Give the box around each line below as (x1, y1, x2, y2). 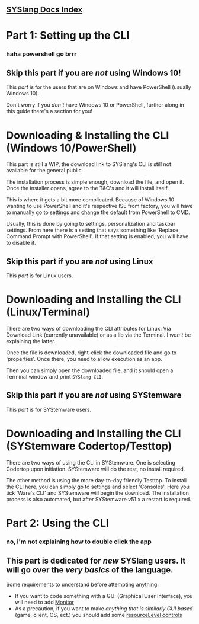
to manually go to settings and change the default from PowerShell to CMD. (6, 209, 191, 216)
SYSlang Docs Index (6, 5, 83, 15)
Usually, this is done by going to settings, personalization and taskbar (6, 220, 176, 228)
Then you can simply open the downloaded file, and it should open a (6, 367, 174, 374)
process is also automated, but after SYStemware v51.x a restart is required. (6, 495, 191, 503)
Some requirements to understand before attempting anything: (6, 581, 159, 588)
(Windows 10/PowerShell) (6, 141, 137, 155)
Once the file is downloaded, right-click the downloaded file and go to (6, 349, 177, 356)
